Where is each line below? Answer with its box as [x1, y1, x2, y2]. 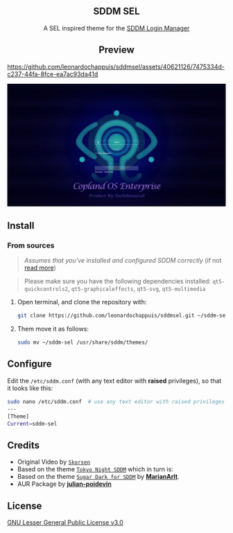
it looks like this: [7, 384, 53, 392]
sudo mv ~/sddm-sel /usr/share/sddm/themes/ [17, 339, 148, 346]
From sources [7, 241, 55, 250]
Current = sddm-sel [7, 420, 58, 427]
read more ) [24, 263, 57, 272]
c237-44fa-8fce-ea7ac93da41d [7, 69, 98, 78]
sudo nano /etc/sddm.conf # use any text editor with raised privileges [7, 398, 225, 405]
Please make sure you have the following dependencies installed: [24, 277, 212, 286]
